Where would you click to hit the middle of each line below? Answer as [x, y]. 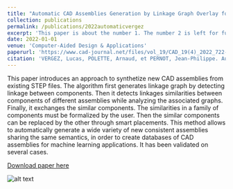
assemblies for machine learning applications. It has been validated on [108, 144]
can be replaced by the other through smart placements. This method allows [116, 123]
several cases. [28, 152]
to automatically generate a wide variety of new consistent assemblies [108, 129]
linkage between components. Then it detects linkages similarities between [115, 93]
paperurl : [21, 53]
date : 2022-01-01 [32, 39]
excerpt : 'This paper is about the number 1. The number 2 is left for [113, 33]
